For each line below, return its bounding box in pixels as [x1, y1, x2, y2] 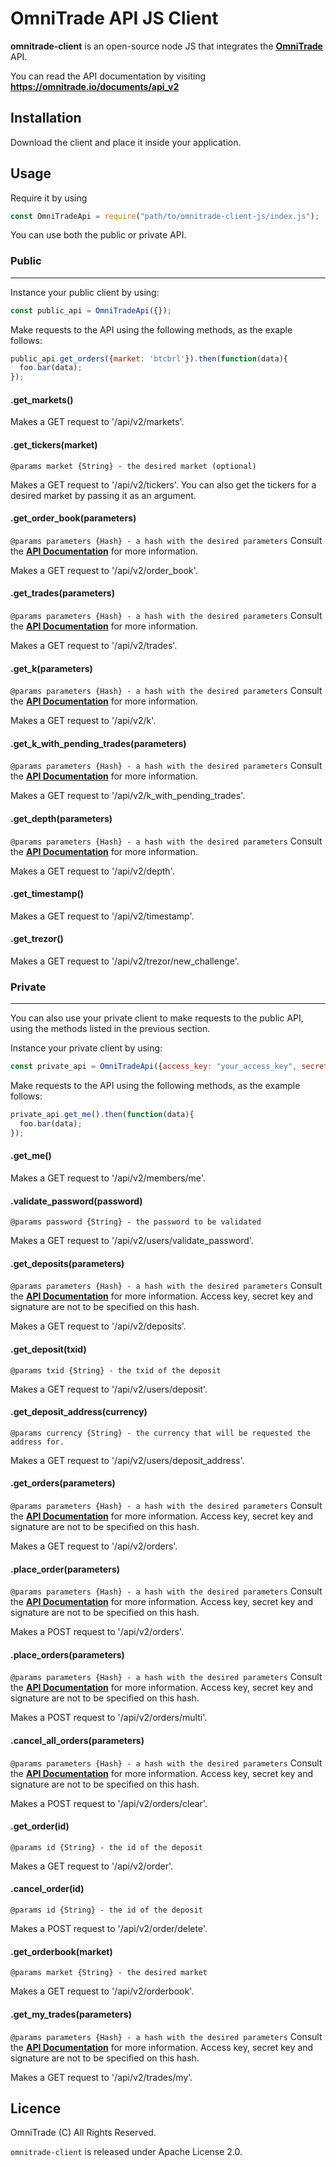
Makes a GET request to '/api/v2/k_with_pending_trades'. [10, 790, 246, 802]
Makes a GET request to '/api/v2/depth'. [10, 865, 175, 877]
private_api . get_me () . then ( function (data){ [10, 1110, 195, 1120]
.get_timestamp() [10, 888, 85, 900]
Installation [10, 110, 82, 127]
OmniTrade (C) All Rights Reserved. [10, 2127, 157, 2139]
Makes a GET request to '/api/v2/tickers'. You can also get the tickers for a [10, 478, 317, 491]
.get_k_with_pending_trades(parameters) [10, 737, 187, 749]
